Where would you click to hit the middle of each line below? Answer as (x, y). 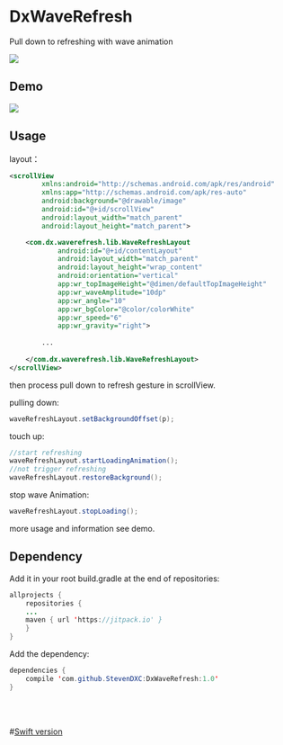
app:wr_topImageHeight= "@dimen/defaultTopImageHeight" (162, 284)
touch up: (27, 436)
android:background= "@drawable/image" (114, 201)
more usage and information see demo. (82, 528)
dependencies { (38, 670)
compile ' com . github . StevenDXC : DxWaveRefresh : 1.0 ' (122, 678)
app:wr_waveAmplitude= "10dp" (112, 292)
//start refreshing (46, 453)
